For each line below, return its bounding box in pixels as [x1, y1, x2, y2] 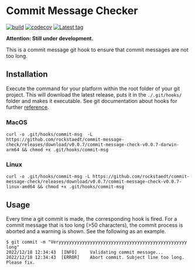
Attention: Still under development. [6, 35, 94, 42]
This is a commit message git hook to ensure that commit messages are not [6, 46, 189, 53]
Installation [6, 69, 48, 80]
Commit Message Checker [6, 4, 138, 18]
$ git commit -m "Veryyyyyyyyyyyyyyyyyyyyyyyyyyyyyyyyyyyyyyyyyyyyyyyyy [6, 239, 187, 245]
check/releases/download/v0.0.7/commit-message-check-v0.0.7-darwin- [6, 142, 180, 148]
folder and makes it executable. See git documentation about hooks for [6, 97, 177, 104]
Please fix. [6, 259, 35, 266]
